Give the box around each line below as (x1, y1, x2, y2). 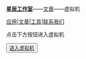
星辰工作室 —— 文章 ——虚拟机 (6, 5, 80, 12)
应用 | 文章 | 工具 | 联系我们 (6, 18, 64, 25)
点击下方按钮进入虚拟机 (6, 31, 64, 38)
